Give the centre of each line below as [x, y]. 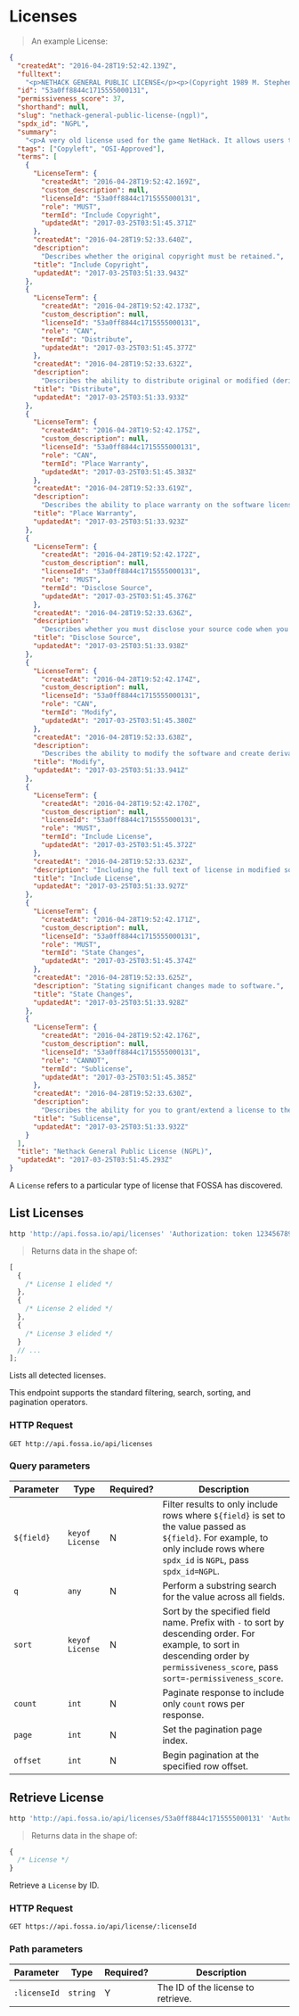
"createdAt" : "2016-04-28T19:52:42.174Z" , [121, 679]
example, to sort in [201, 1644]
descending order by [206, 1656]
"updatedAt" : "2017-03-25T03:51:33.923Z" [111, 522]
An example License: [69, 41]
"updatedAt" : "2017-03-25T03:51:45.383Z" [119, 472]
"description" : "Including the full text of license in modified [156, 870]
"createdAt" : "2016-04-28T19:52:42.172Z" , [121, 555]
